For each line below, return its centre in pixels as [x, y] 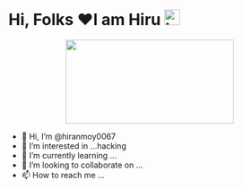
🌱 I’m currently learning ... [69, 155]
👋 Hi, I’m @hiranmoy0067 [69, 136]
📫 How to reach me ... [63, 175]
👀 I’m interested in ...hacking [74, 146]
